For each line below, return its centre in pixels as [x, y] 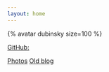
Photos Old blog [31, 61]
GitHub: [18, 47]
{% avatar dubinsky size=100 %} [55, 34]
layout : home [26, 14]
